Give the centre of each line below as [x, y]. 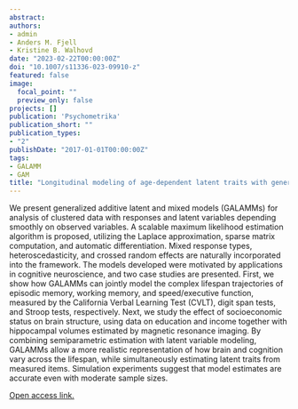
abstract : [27, 17]
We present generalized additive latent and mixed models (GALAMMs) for [144, 208]
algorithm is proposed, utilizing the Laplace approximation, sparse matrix [142, 237]
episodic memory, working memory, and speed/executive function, [132, 293]
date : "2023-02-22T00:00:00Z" [65, 59]
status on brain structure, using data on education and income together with [149, 322]
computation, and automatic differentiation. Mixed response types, [131, 246]
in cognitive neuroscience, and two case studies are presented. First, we [142, 274]
